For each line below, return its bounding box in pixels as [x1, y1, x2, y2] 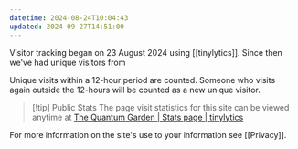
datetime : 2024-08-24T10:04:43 [9, 13, 129, 23]
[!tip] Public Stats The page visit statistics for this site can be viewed [31, 101, 290, 112]
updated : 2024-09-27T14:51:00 [9, 22, 125, 31]
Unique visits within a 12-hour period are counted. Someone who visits [9, 74, 276, 85]
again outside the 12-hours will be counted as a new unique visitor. [9, 84, 261, 95]
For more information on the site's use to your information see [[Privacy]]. [9, 129, 287, 140]
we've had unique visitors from [9, 57, 126, 68]
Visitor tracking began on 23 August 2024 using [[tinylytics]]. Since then [9, 47, 283, 58]
